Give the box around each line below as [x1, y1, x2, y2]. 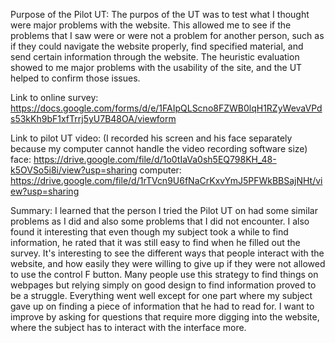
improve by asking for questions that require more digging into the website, [10, 311, 320, 323]
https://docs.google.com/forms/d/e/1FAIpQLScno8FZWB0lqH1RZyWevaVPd [10, 102, 323, 114]
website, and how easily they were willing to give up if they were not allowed [10, 258, 326, 269]
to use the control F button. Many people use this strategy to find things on [10, 269, 319, 280]
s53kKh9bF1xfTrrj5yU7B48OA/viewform [10, 113, 177, 124]
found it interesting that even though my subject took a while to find [10, 226, 289, 238]
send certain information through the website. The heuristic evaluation [10, 51, 300, 63]
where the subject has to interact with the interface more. [10, 322, 247, 333]
